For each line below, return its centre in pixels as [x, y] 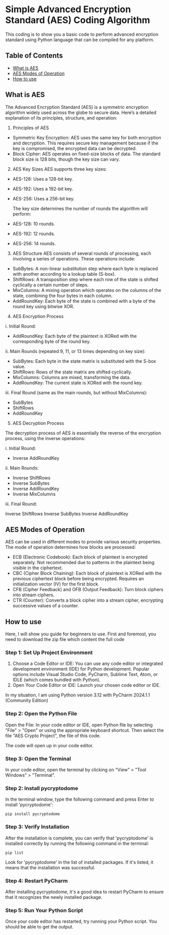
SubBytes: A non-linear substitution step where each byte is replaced [85, 269]
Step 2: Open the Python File [41, 714]
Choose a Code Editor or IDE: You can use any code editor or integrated [88, 664]
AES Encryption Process [38, 316]
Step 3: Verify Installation [37, 827]
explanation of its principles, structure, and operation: [61, 118]
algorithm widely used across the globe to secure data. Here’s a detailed [81, 112]
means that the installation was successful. [50, 867]
